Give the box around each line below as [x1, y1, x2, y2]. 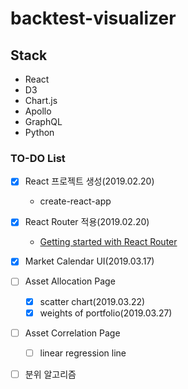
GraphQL [24, 116, 63, 127]
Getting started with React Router [39, 236, 178, 248]
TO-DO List [10, 151, 66, 165]
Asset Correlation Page [24, 327, 121, 339]
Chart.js [24, 95, 58, 106]
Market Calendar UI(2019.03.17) [24, 255, 155, 267]
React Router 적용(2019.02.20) [24, 216, 150, 228]
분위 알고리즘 [24, 368, 77, 380]
